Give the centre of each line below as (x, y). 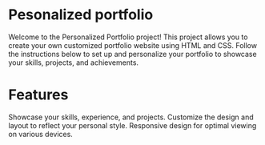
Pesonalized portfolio (81, 15)
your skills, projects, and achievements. (73, 62)
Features (38, 95)
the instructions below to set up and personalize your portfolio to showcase (133, 54)
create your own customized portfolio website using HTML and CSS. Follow (133, 45)
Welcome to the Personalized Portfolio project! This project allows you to (128, 37)
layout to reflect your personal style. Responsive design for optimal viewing (132, 125)
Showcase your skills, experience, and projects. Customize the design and (131, 117)
